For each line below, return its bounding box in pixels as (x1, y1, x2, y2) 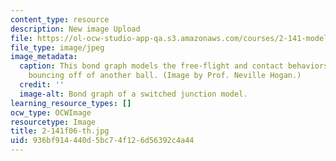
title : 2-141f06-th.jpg (10, 126, 110, 136)
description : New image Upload (10, 24, 141, 34)
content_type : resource (10, 14, 110, 25)
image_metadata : (10, 52, 78, 62)
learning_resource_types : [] (10, 98, 132, 108)
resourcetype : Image (10, 117, 97, 127)
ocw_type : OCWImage (10, 107, 92, 118)
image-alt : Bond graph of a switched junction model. (19, 89, 248, 99)
